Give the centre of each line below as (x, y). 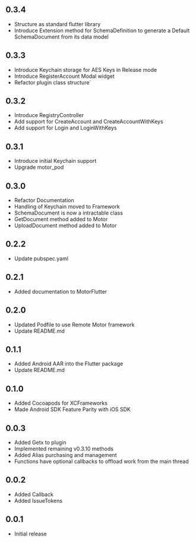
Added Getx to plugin (40, 442)
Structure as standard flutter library (57, 24)
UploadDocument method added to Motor (65, 226)
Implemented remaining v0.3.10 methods (64, 449)
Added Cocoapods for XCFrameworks (61, 403)
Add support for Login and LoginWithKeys (65, 128)
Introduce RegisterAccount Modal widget (64, 76)
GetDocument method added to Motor (61, 219)
